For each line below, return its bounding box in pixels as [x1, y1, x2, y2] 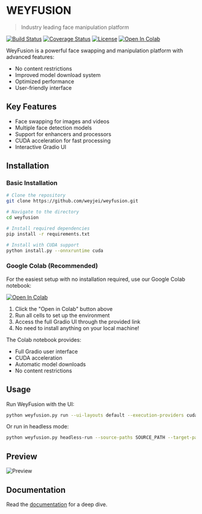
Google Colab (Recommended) [6, 262, 98, 270]
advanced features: [6, 53, 55, 60]
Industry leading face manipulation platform [20, 24, 129, 31]
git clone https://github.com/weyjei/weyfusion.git [6, 198, 138, 204]
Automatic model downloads [14, 360, 86, 368]
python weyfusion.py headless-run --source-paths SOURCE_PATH [6, 434, 165, 440]
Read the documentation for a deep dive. [6, 501, 108, 508]
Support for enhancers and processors [14, 130, 112, 137]
